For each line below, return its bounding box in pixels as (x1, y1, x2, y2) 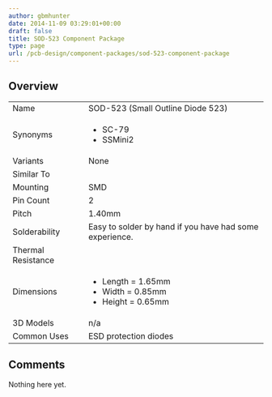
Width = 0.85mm (102, 285, 167, 297)
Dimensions (12, 285, 58, 297)
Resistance (12, 254, 55, 266)
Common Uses (12, 330, 69, 341)
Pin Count (12, 194, 50, 206)
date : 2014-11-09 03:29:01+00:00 (8, 19, 121, 28)
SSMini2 (102, 134, 134, 145)
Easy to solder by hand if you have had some (87, 220, 259, 232)
